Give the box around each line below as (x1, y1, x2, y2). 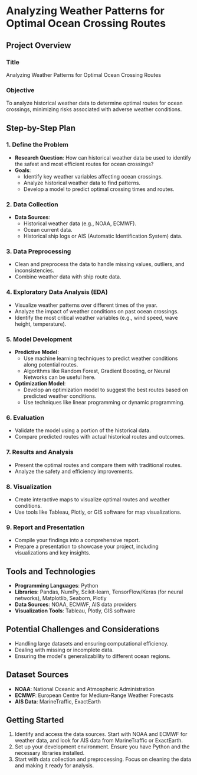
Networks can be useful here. (23, 374, 96, 381)
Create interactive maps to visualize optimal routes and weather (14, 495, 170, 503)
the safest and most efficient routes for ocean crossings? (14, 160, 154, 167)
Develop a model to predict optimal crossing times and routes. (23, 185, 175, 193)
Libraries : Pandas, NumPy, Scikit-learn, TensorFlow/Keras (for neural (14, 588, 183, 595)
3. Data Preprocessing (6, 247, 71, 255)
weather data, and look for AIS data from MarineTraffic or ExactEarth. (14, 737, 183, 744)
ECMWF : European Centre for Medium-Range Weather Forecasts (14, 692, 174, 699)
